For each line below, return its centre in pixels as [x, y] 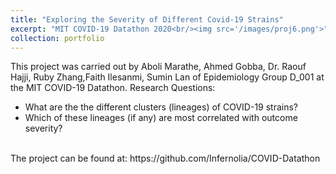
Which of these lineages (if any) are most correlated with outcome [161, 118]
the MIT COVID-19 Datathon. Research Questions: [113, 88]
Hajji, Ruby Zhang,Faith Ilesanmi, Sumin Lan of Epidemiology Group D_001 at [167, 77]
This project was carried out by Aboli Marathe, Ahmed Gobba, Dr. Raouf [158, 67]
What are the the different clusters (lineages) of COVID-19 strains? [161, 107]
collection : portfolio [57, 38]
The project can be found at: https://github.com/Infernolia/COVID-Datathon [165, 158]
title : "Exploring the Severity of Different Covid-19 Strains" [147, 19]
